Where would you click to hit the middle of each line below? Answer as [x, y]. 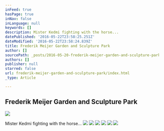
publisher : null [21, 64]
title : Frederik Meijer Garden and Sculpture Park [58, 46]
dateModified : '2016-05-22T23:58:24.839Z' [49, 42]
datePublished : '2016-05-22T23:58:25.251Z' [50, 37]
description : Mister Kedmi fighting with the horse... [62, 32]
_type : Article [20, 78]
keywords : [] [18, 28]
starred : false [20, 69]
